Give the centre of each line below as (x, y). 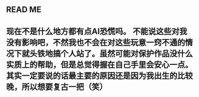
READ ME (24, 10)
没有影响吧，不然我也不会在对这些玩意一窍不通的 (96, 42)
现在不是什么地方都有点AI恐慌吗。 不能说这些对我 (97, 31)
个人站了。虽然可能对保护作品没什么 (126, 54)
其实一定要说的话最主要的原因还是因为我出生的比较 (99, 75)
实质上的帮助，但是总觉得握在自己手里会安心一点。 (99, 64)
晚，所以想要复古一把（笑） (57, 87)
